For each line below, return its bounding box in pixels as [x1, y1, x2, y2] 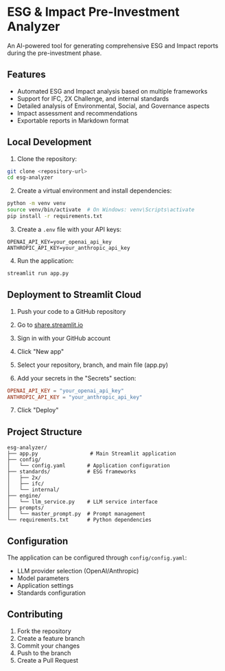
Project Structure [7, 426, 82, 438]
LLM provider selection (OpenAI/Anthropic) [16, 567, 139, 575]
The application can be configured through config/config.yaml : [7, 553, 187, 562]
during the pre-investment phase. [7, 49, 102, 57]
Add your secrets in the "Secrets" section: [16, 374, 137, 382]
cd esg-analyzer [7, 174, 54, 181]
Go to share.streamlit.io [16, 321, 84, 329]
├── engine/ [7, 493, 41, 500]
